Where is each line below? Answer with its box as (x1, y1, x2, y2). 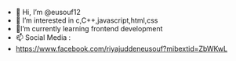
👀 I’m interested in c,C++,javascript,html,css (15, 16, 158, 25)
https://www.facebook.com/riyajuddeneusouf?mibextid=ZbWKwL (15, 44, 228, 53)
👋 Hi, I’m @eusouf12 (15, 8, 81, 16)
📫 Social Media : (15, 33, 71, 42)
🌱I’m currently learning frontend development (15, 24, 163, 33)
